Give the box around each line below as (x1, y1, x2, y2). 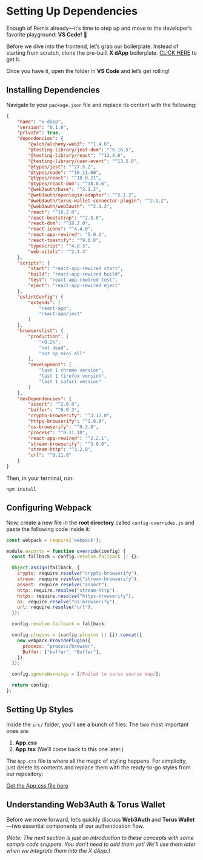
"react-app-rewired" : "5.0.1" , (28, 232, 107, 238)
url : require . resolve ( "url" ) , (17, 604, 94, 611)
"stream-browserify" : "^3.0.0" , (28, 441, 110, 447)
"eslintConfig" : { (17, 294, 64, 300)
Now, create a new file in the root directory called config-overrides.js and (6, 519, 195, 526)
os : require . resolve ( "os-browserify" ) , (17, 598, 118, 605)
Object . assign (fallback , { (12, 564, 80, 571)
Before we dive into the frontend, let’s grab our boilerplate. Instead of (6, 43, 179, 50)
